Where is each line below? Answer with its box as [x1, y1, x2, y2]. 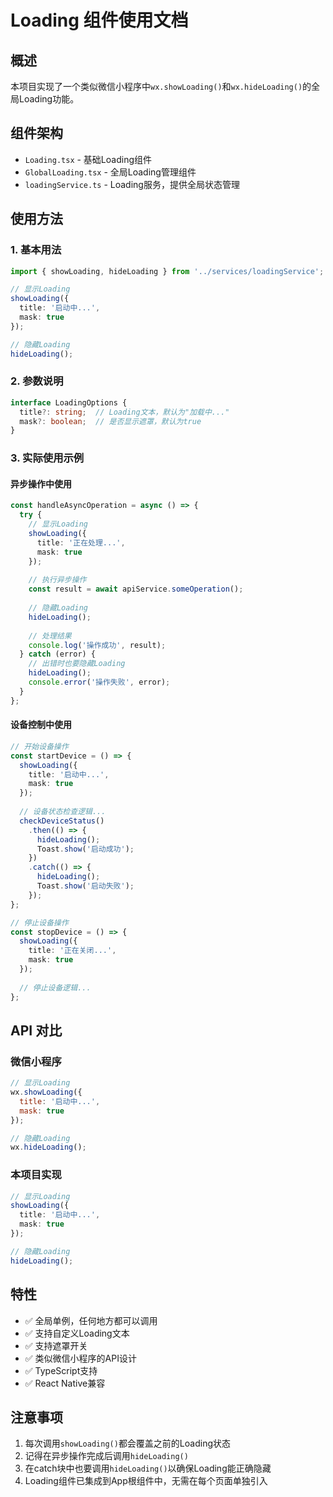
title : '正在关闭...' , [28, 946, 117, 956]
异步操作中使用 [10, 477, 72, 490]
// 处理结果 [28, 631, 72, 641]
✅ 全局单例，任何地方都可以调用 [24, 1314, 158, 1326]
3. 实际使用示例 [10, 451, 85, 465]
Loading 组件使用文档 [10, 9, 189, 32]
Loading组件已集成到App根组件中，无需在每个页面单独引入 [24, 1475, 268, 1487]
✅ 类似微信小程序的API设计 [24, 1352, 137, 1364]
